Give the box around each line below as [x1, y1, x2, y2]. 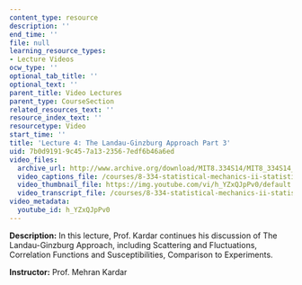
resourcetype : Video [9, 122, 87, 131]
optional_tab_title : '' [9, 72, 99, 81]
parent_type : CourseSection [9, 96, 115, 106]
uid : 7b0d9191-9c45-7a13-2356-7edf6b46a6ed [9, 147, 175, 156]
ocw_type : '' [9, 64, 58, 73]
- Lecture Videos [9, 55, 75, 64]
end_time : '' [9, 30, 58, 39]
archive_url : [17, 164, 67, 173]
